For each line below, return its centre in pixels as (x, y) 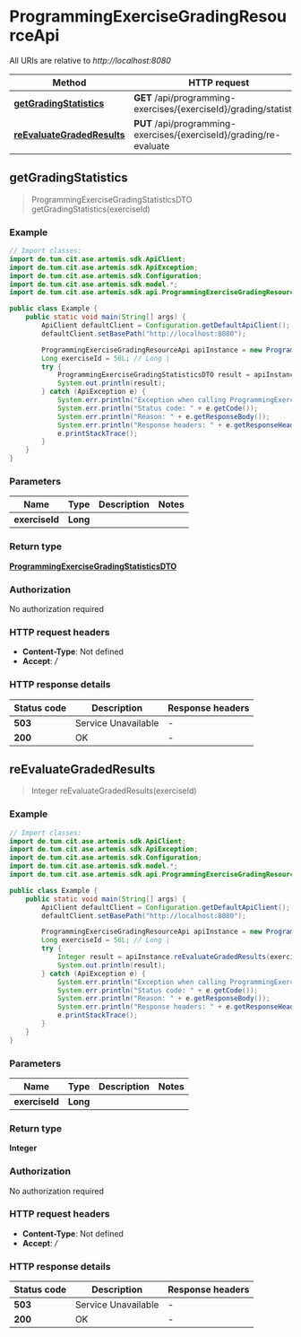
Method (69, 83)
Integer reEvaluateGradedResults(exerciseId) (114, 791)
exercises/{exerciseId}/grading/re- (207, 135)
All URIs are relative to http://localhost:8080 (90, 60)
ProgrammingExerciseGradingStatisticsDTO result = (154, 375)
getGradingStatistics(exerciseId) (90, 209)
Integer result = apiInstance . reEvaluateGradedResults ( (163, 957)
